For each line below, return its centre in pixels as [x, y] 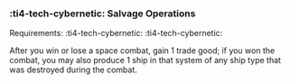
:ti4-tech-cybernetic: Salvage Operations [103, 14]
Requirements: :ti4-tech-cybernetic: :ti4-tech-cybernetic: [116, 33]
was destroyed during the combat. [74, 70]
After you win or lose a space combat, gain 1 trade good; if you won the [142, 51]
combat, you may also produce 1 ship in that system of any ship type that [145, 61]
